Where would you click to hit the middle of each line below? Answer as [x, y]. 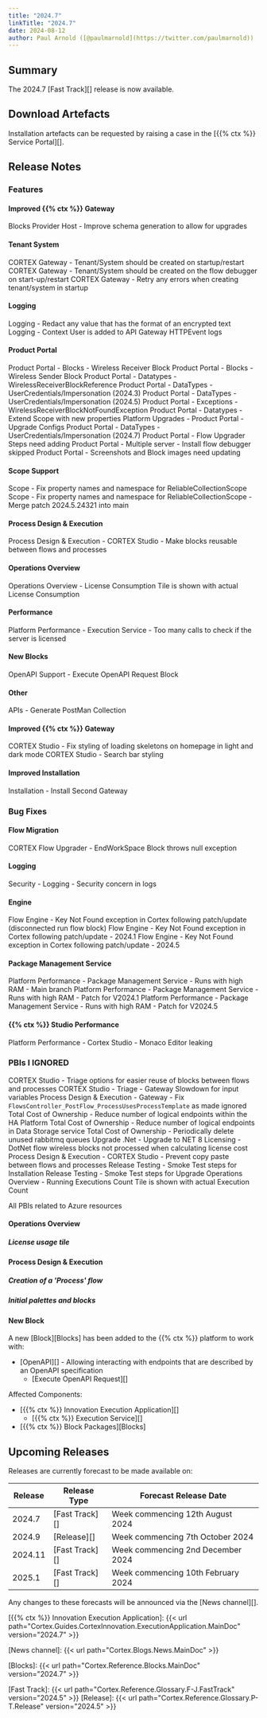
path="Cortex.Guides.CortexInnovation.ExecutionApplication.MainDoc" [124, 1626]
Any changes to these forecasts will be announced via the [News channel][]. [133, 1603]
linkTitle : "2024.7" [43, 23]
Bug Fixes [28, 811]
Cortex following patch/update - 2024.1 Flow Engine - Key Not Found [121, 937]
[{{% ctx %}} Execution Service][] [87, 1419]
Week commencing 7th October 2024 [183, 1537]
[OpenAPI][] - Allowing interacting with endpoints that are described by [136, 1362]
